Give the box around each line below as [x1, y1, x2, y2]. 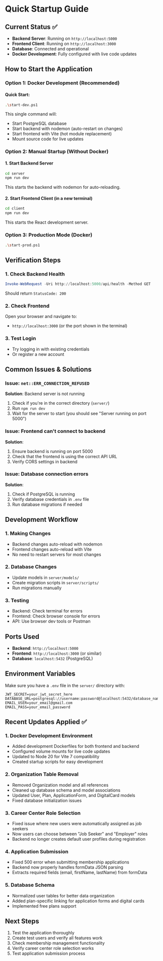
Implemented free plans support [12, 903, 77, 909]
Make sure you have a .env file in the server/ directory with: [5, 682, 125, 688]
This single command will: [5, 111, 57, 117]
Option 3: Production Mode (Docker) [5, 232, 93, 238]
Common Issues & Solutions [5, 365, 92, 373]
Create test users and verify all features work [12, 935, 103, 941]
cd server [5, 171, 25, 176]
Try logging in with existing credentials [12, 346, 90, 352]
